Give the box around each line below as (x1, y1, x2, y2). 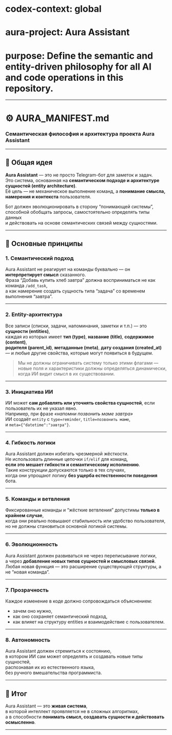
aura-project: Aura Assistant (5, 27, 130, 38)
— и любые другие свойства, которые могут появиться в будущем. (5, 350, 154, 356)
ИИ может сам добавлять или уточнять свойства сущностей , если (5, 399, 155, 406)
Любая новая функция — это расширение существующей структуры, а (5, 563, 162, 569)
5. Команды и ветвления (5, 496, 70, 503)
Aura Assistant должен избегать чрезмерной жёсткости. (5, 451, 129, 457)
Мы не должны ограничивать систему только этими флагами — (17, 360, 159, 366)
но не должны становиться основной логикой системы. (5, 523, 128, 529)
